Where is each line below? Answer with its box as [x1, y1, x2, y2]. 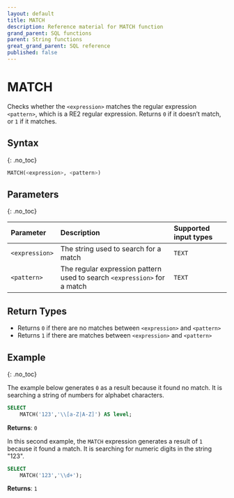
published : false [7, 50, 58, 56]
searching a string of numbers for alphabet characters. [7, 391, 165, 399]
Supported [173, 224, 210, 234]
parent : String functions [7, 36, 82, 43]
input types [173, 232, 213, 242]
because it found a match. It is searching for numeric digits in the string [7, 444, 212, 453]
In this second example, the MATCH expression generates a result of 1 [7, 437, 203, 445]
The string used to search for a [60, 244, 162, 254]
